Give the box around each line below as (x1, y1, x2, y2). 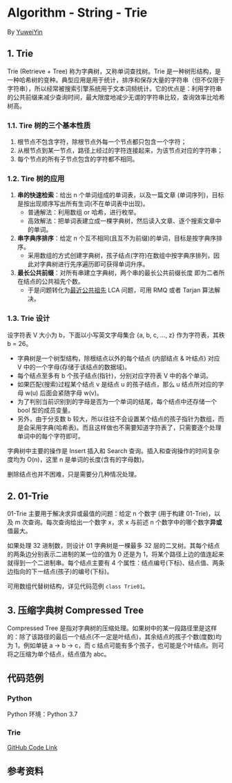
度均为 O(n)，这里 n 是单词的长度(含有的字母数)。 (7, 455, 148, 463)
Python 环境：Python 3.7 (7, 710, 78, 718)
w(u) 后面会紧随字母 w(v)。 (25, 389, 104, 397)
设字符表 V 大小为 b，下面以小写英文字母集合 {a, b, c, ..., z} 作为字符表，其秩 (7, 331, 225, 339)
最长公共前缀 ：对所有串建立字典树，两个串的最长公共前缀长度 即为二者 (17, 268, 219, 277)
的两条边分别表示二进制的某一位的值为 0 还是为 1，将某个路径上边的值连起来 (7, 550, 224, 558)
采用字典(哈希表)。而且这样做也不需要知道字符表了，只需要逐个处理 (29, 423, 222, 432)
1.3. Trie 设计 (7, 313, 50, 323)
